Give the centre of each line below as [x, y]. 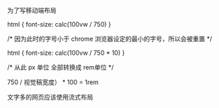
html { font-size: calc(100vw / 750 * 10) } [66, 53]
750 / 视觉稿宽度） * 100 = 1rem [53, 82]
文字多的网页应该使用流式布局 [50, 97]
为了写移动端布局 [32, 10]
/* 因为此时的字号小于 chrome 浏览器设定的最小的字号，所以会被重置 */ [110, 39]
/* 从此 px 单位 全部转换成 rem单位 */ [61, 67]
